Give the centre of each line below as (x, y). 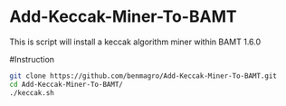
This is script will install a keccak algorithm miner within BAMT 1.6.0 (135, 42)
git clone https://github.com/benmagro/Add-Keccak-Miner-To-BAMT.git (143, 76)
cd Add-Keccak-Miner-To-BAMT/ (67, 84)
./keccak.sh (32, 92)
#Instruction (32, 59)
